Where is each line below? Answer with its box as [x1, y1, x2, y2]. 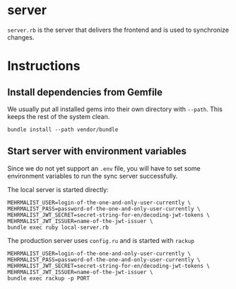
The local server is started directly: [7, 185, 109, 193]
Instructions [7, 58, 81, 74]
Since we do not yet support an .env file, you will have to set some [7, 164, 201, 172]
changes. [7, 33, 35, 41]
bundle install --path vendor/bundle [7, 126, 119, 133]
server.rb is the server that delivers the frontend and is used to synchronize [7, 25, 230, 34]
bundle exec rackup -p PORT [7, 275, 90, 282]
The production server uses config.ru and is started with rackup [7, 236, 194, 244]
